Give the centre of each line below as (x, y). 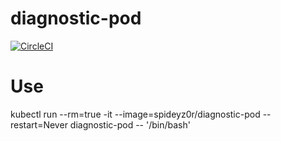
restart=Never (39, 124)
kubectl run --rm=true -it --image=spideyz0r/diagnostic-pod (135, 114)
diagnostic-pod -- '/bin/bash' (130, 124)
